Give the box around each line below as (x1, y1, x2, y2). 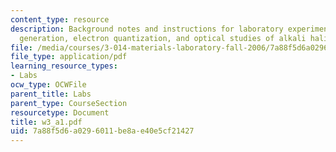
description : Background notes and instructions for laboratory (10, 24, 284, 34)
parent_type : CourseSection (10, 98, 128, 108)
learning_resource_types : (10, 61, 118, 71)
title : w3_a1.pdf (10, 117, 83, 127)
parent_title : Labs (10, 89, 92, 99)
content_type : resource (10, 14, 110, 25)
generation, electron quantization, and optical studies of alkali (19, 33, 307, 43)
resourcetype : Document (10, 107, 110, 118)
